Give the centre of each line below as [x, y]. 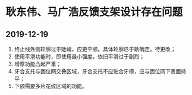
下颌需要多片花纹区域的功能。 [51, 86]
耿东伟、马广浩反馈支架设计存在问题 [94, 12]
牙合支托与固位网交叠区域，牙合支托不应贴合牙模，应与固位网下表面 [97, 71]
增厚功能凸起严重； [38, 64]
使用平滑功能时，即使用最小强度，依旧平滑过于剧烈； [79, 56]
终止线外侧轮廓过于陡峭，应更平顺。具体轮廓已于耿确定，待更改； [95, 49]
